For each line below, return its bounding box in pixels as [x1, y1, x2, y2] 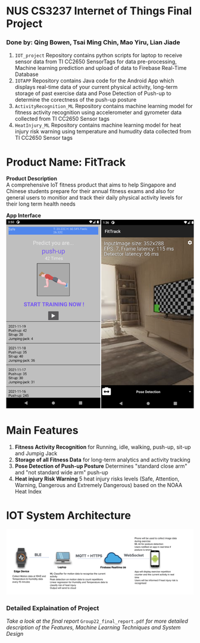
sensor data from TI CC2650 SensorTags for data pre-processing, [14, 58, 177, 65]
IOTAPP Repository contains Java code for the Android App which [14, 77, 174, 84]
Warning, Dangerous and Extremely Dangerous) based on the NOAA [14, 482, 183, 489]
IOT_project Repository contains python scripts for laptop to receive [14, 52, 183, 59]
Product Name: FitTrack [6, 155, 126, 169]
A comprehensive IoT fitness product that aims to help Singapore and [6, 181, 177, 189]
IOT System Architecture [6, 509, 131, 522]
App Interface [6, 212, 42, 219]
